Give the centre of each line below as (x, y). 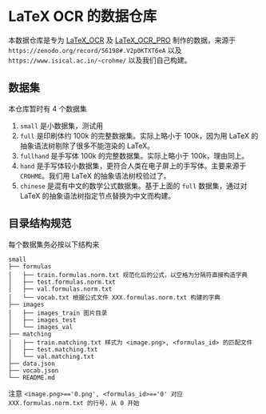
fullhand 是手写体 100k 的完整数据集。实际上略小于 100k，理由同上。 (134, 155)
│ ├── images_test (43, 320)
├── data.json (32, 364)
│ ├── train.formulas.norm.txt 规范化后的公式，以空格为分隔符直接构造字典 (128, 275)
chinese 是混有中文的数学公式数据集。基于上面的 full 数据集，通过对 (133, 186)
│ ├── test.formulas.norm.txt (62, 282)
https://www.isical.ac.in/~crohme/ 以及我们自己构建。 (100, 60)
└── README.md (32, 377)
